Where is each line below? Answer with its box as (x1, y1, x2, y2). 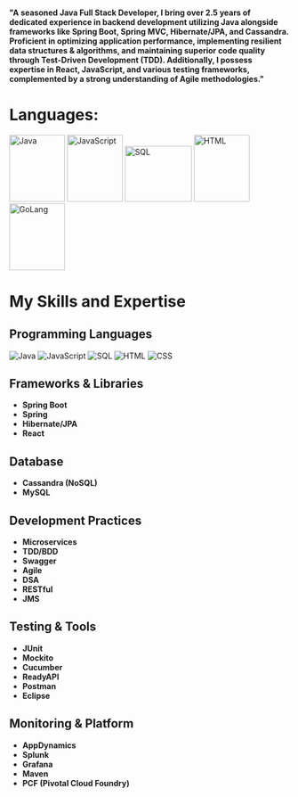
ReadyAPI (21, 671, 60, 682)
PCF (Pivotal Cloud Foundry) (21, 777, 130, 788)
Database (9, 454, 64, 469)
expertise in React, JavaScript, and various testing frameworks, (9, 63, 250, 75)
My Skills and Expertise (9, 291, 187, 311)
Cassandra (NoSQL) (21, 478, 98, 489)
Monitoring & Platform (9, 716, 134, 731)
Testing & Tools (9, 620, 97, 635)
